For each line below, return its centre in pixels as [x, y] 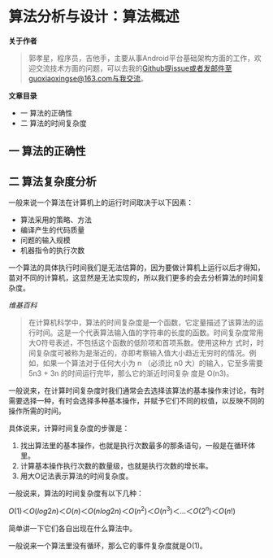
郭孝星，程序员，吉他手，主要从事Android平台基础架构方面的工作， [141, 58]
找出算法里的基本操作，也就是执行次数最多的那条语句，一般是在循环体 [138, 446]
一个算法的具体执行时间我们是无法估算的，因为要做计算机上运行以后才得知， [136, 268]
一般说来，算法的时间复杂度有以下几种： [76, 494]
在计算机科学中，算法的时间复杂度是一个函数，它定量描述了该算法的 [142, 323]
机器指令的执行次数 [52, 251]
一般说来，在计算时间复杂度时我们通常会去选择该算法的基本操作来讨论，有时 [136, 390]
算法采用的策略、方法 [56, 220]
